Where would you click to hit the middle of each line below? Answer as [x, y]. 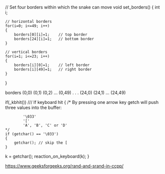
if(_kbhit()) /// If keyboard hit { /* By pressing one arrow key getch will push [82, 102]
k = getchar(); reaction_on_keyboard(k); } [47, 156]
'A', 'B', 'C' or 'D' [45, 125]
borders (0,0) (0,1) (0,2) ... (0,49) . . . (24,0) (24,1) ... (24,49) [66, 92]
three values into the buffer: [33, 107]
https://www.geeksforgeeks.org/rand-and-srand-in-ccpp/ [64, 166]
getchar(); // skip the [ [41, 143]
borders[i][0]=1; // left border [52, 65]
